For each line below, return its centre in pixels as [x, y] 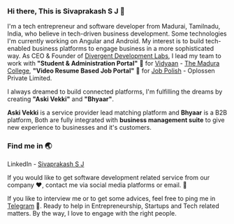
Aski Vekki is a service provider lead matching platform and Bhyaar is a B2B [117, 113]
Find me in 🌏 [30, 146]
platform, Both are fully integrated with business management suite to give [116, 120]
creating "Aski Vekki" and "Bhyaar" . [60, 99]
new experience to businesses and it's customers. [79, 128]
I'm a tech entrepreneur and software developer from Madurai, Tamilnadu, [114, 27]
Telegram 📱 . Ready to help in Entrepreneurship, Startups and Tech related [114, 206]
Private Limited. [30, 78]
